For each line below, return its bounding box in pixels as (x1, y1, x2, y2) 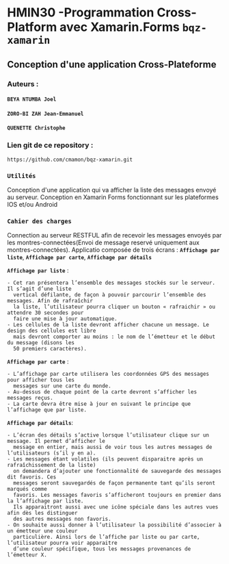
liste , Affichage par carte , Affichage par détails (7, 253, 152, 261)
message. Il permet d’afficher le (7, 438, 106, 445)
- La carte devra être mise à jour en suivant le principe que (7, 400, 191, 408)
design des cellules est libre (7, 327, 96, 335)
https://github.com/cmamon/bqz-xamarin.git (7, 156, 133, 163)
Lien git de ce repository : (7, 140, 94, 150)
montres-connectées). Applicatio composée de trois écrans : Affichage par (7, 246, 220, 254)
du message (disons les (7, 339, 75, 346)
